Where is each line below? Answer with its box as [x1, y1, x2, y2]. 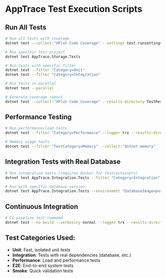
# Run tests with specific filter [5, 63, 77, 68]
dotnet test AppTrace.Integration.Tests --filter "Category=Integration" [5, 175, 161, 180]
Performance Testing [5, 113, 72, 121]
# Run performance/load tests [5, 126, 68, 131]
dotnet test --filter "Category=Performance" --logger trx [5, 131, 129, 136]
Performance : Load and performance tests [12, 257, 100, 263]
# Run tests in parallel [5, 81, 56, 86]
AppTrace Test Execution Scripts [5, 3, 142, 15]
